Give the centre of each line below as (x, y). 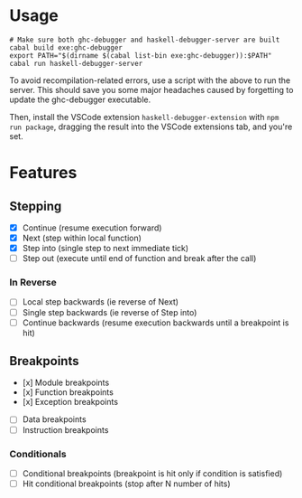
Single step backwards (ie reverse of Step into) (110, 312)
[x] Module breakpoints (66, 383)
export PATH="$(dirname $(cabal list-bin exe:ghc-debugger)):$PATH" (141, 55)
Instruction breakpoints (65, 429)
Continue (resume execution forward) (92, 228)
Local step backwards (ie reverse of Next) (100, 302)
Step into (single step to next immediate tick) (105, 249)
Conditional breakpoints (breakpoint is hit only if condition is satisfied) (152, 473)
